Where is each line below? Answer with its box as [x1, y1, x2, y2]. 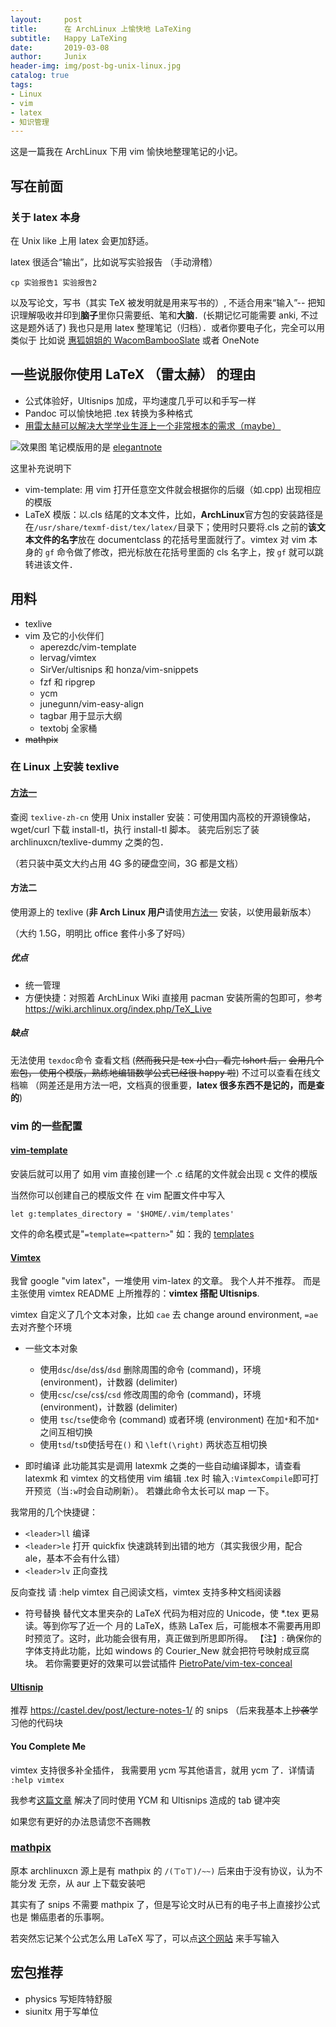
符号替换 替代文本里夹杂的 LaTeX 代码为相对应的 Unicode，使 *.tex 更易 [24, 1607, 320, 1620]
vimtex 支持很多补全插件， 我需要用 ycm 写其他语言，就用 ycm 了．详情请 [10, 1764, 315, 1776]
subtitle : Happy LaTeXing [10, 33, 128, 43]
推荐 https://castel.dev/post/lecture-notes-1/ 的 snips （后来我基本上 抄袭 [10, 1704, 310, 1716]
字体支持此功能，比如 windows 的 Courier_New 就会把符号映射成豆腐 [24, 1645, 310, 1657]
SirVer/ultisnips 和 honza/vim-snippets [39, 663, 199, 675]
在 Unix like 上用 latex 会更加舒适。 [10, 234, 154, 246]
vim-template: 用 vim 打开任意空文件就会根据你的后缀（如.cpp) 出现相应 [24, 483, 322, 495]
